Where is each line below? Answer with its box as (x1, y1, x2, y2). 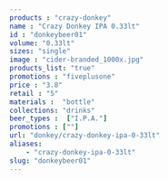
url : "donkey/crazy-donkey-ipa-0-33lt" (9, 131, 161, 140)
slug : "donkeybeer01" (9, 155, 92, 165)
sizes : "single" (9, 47, 71, 56)
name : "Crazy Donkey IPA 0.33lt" (9, 22, 141, 31)
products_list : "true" (9, 64, 95, 73)
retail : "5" (9, 89, 59, 98)
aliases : (9, 139, 43, 148)
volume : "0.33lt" (9, 38, 75, 48)
